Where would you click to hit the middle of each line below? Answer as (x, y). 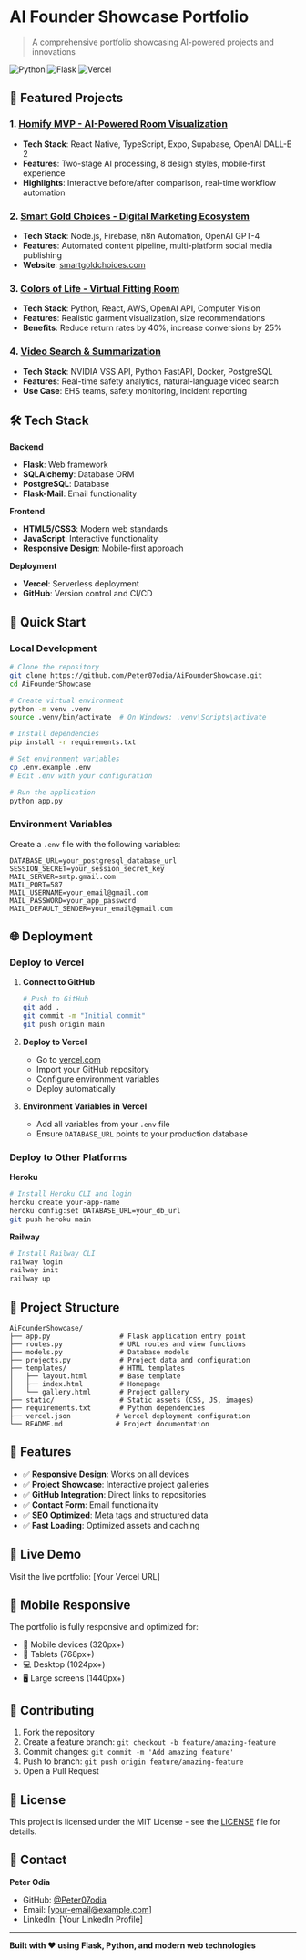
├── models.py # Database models (99, 1352)
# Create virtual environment (67, 700)
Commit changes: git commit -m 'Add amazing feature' (128, 1752)
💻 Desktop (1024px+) (64, 1664)
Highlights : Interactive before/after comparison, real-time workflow (149, 182)
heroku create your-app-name (65, 1203)
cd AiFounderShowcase (51, 684)
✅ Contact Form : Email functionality (91, 1504)
